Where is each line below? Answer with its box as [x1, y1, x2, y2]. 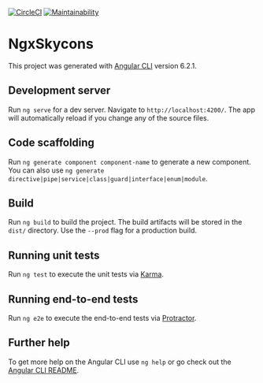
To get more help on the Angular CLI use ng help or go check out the [8, 357, 232, 366]
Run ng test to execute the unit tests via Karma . [8, 270, 164, 279]
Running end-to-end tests [8, 292, 139, 306]
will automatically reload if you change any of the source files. [8, 113, 209, 122]
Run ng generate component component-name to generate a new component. [8, 157, 252, 166]
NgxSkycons [8, 35, 94, 53]
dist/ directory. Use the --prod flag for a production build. [8, 225, 197, 236]
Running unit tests [8, 248, 100, 262]
